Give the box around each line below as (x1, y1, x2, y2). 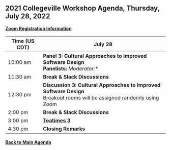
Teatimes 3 (43, 117, 71, 124)
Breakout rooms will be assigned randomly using (43, 94, 159, 101)
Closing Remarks (43, 125, 85, 132)
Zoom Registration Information (5, 25, 72, 31)
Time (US (11, 37, 35, 45)
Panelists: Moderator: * (43, 65, 99, 72)
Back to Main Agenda (5, 139, 51, 145)
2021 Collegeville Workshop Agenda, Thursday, (5, 4, 160, 13)
